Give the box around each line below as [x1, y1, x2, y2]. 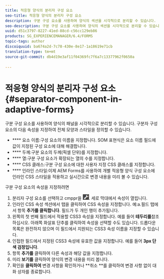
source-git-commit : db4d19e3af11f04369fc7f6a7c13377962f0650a [5, 54, 135, 59]
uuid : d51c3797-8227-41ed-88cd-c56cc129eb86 [5, 28, 97, 34]
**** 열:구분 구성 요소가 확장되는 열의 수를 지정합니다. [12, 156, 115, 162]
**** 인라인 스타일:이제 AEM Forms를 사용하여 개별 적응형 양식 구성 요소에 [12, 168, 155, 174]
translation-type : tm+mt [5, 49, 56, 54]
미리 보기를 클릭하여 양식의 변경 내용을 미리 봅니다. [12, 256, 109, 262]
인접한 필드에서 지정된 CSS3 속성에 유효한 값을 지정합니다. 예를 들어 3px [12, 238, 152, 244]
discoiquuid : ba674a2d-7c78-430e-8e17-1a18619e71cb [5, 44, 113, 49]
